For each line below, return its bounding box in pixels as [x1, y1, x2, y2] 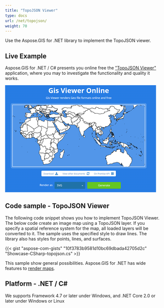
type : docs [5, 13, 27, 18]
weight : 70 [5, 24, 27, 29]
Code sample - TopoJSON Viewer [5, 202, 110, 210]
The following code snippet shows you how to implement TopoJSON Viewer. [5, 215, 160, 221]
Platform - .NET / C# [5, 279, 68, 288]
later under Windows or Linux [5, 298, 65, 304]
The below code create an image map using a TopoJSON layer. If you [5, 220, 145, 226]
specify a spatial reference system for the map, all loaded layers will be [5, 225, 148, 231]
